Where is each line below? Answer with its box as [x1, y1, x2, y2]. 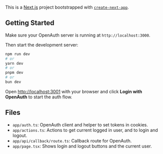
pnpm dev [5, 70, 24, 75]
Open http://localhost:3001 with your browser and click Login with [5, 88, 142, 94]
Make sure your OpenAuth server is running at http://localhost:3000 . [5, 32, 150, 38]
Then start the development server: [5, 42, 79, 48]
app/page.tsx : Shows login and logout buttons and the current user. [12, 143, 152, 149]
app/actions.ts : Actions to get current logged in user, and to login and [12, 127, 158, 133]
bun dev [5, 80, 22, 85]
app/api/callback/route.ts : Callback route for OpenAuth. [12, 137, 132, 143]
